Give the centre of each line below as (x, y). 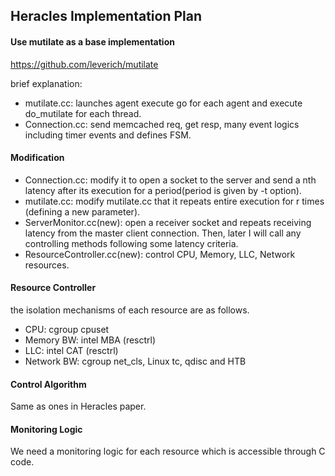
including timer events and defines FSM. (108, 135)
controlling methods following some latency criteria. (131, 243)
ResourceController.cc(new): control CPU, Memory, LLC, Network (160, 254)
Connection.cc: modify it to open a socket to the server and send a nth (170, 180)
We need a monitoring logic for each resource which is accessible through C (168, 451)
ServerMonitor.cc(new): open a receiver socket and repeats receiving (168, 222)
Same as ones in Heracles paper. (78, 406)
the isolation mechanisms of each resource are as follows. (130, 310)
